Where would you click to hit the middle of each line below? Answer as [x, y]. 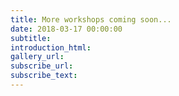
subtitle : [31, 38]
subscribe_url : [42, 66]
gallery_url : [37, 57]
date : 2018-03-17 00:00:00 [66, 29]
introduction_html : [51, 47]
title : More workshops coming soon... [91, 19]
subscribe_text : [44, 76]
